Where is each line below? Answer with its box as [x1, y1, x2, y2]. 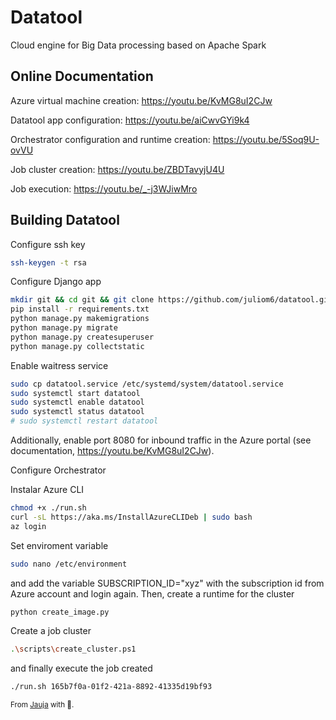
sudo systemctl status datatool [10, 407, 145, 417]
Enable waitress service [10, 359, 109, 371]
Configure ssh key [10, 238, 86, 250]
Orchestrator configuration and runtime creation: [10, 133, 211, 145]
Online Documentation [10, 68, 154, 85]
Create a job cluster [10, 625, 92, 637]
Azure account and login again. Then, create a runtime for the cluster [10, 587, 295, 600]
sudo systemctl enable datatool [10, 397, 145, 408]
